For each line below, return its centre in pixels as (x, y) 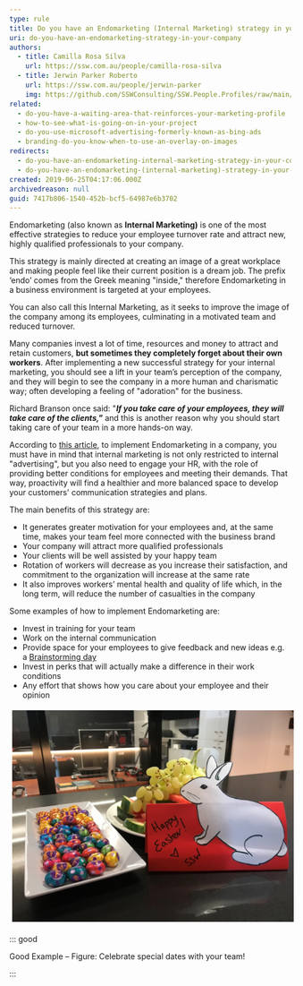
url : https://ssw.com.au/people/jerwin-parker (114, 85)
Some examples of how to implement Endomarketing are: (115, 611)
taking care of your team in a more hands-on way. (101, 428)
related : (25, 104)
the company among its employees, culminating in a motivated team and (143, 317)
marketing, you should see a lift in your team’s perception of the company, (146, 373)
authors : (25, 47)
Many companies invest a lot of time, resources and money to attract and (144, 344)
